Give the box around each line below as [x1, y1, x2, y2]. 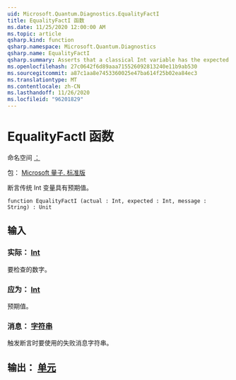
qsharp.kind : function [7, 37, 74, 44]
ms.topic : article [7, 30, 61, 38]
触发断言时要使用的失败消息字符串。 [7, 339, 113, 347]
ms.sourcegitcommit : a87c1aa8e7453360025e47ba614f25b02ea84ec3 [7, 69, 198, 76]
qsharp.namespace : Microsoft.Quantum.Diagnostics [7, 43, 157, 50]
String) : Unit [7, 203, 52, 211]
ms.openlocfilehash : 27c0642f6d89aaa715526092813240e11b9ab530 [7, 63, 198, 70]
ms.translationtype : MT [7, 76, 78, 84]
